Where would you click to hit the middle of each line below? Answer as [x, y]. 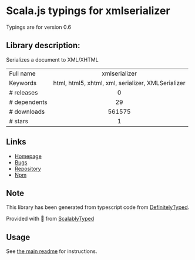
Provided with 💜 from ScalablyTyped [50, 219]
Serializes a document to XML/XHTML [52, 59]
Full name [23, 73]
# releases [23, 92]
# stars [19, 121]
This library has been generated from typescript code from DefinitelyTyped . [98, 207]
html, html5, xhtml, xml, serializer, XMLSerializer [119, 83]
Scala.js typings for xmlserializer [88, 11]
